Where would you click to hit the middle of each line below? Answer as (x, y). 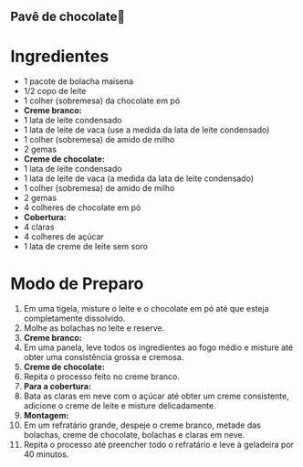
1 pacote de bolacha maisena (78, 81)
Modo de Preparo (77, 283)
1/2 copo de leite (55, 91)
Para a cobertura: (57, 387)
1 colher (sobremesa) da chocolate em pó (102, 101)
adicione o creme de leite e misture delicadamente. (120, 406)
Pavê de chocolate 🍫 (68, 17)
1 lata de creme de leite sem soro (86, 247)
